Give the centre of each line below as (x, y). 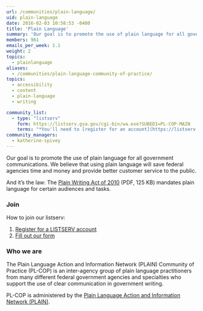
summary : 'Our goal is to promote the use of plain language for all (96, 34)
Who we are (24, 251)
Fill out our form (35, 236)
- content (24, 91)
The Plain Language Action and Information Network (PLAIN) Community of (100, 265)
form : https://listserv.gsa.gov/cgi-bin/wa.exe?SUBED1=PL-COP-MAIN (104, 124)
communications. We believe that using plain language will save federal (95, 164)
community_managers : (32, 135)
